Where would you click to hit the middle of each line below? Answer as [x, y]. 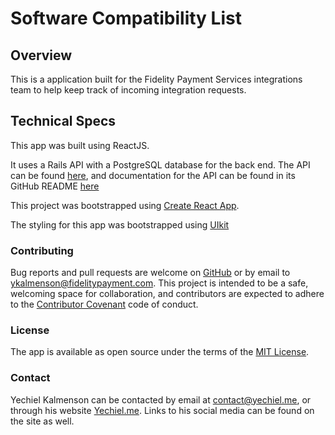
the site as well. [42, 421]
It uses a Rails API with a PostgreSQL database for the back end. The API [160, 164]
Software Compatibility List [126, 18]
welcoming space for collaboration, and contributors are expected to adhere [167, 294]
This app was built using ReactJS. [80, 145]
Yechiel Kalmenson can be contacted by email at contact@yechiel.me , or [161, 399]
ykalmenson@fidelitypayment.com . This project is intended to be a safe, [159, 283]
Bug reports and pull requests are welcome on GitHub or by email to [150, 273]
